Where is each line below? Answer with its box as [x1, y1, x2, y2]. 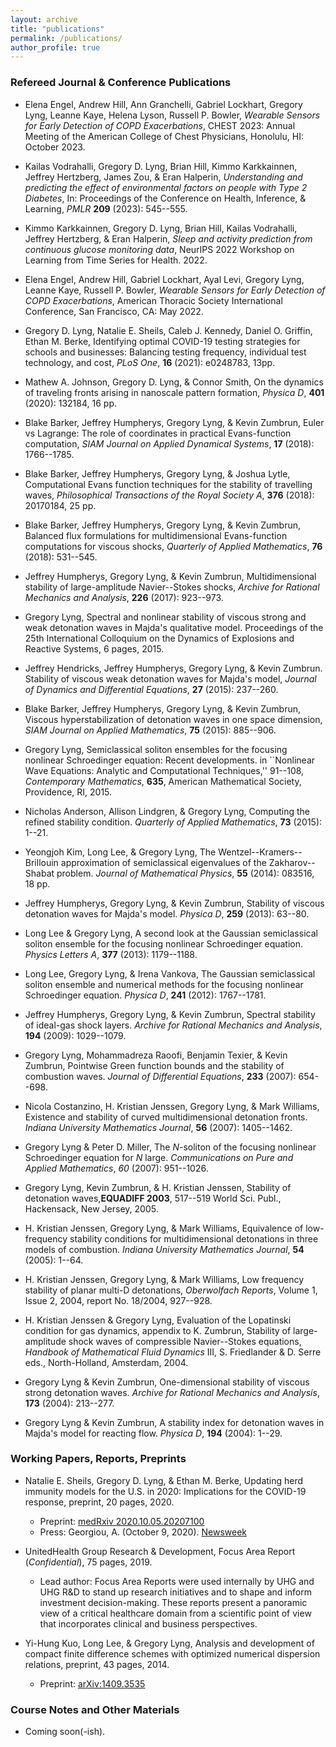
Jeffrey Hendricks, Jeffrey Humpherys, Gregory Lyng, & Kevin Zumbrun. [24, 662, 323, 674]
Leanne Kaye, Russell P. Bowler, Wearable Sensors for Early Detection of [24, 284, 326, 296]
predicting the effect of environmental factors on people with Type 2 [24, 181, 308, 193]
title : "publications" [10, 24, 105, 34]
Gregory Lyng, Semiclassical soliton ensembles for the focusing [24, 743, 288, 755]
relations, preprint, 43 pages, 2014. [24, 1658, 170, 1670]
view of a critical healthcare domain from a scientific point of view [39, 1607, 312, 1619]
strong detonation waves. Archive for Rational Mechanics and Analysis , [24, 1386, 320, 1398]
